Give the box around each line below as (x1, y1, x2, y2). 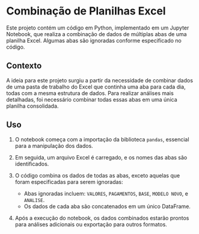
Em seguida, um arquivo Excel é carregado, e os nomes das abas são (14, 153, 188, 161)
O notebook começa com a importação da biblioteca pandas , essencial (14, 135, 189, 143)
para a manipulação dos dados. (14, 142, 93, 149)
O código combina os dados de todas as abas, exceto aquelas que (14, 171, 180, 179)
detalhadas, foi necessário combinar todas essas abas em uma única (6, 96, 177, 103)
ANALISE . (23, 196, 45, 203)
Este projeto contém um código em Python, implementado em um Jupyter (6, 24, 189, 31)
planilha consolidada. (6, 102, 59, 109)
